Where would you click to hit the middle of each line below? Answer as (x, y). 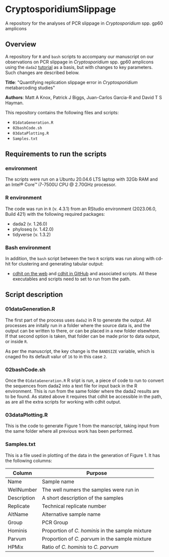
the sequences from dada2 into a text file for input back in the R (71, 386)
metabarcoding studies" (30, 88)
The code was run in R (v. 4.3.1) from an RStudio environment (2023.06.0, (81, 209)
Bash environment (28, 248)
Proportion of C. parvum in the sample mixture (97, 538)
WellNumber (22, 490)
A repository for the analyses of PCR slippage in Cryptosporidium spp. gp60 (84, 23)
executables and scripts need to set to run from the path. (71, 279)
